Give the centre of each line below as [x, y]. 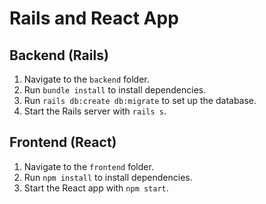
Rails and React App [94, 18]
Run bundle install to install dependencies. [115, 90]
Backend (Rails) [59, 55]
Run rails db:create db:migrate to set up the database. [140, 100]
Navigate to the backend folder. [86, 79]
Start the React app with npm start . [96, 188]
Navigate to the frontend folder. [88, 166]
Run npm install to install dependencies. [108, 177]
